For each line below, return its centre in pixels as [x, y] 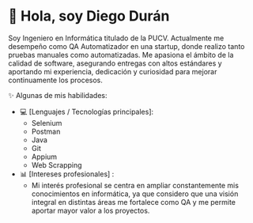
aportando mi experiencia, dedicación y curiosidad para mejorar [113, 71]
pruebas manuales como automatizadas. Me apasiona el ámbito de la [121, 55]
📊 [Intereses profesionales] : [67, 174]
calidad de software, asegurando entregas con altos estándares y [115, 63]
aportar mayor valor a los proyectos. [91, 210]
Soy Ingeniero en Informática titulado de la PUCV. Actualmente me [116, 38]
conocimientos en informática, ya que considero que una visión [135, 194]
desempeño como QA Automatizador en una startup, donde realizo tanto [126, 46]
